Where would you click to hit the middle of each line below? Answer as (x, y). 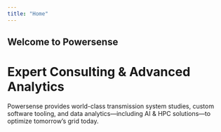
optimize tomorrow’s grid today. (53, 121)
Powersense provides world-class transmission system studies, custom (111, 106)
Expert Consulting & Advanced (99, 72)
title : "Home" (28, 14)
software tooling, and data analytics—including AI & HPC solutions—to (109, 113)
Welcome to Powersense (63, 42)
